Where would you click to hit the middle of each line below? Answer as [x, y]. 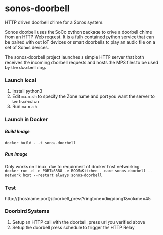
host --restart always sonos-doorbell [62, 175]
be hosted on [26, 101]
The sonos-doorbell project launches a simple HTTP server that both [75, 57]
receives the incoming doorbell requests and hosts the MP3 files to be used [81, 62]
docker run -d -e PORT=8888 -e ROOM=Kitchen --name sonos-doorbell [76, 171]
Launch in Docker [27, 120]
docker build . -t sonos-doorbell [41, 143]
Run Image [16, 154]
